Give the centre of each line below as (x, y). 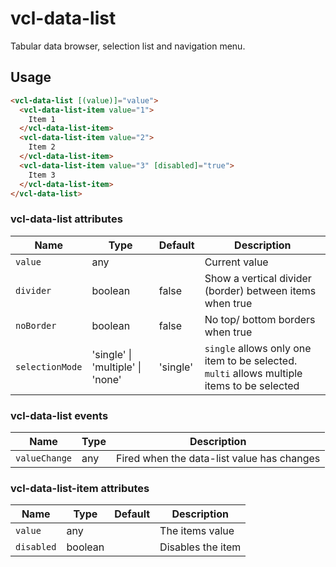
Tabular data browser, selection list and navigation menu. (128, 46)
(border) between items (260, 290)
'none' (106, 379)
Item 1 (42, 119)
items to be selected (252, 385)
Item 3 (42, 175)
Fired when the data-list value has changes (218, 458)
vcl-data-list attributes (66, 219)
